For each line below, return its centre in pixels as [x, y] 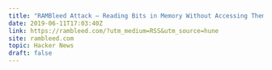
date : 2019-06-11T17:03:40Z [56, 23]
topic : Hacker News [41, 46]
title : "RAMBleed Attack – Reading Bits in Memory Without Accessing [128, 16]
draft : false [30, 53]
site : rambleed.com [41, 38]
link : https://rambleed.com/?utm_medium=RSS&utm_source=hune [114, 31]
